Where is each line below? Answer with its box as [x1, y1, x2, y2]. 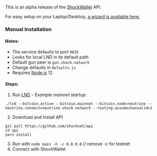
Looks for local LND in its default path [12, 54, 89, 60]
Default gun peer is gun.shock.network [12, 59, 90, 65]
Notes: [5, 38, 20, 44]
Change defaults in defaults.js [12, 65, 76, 71]
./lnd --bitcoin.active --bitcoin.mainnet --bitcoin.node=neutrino [5, 102, 146, 106]
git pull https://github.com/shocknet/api [5, 124, 93, 129]
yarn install [5, 132, 32, 137]
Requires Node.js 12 [12, 70, 53, 76]
